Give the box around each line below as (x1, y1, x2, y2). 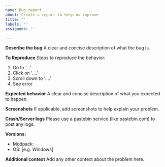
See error (12, 81, 33, 87)
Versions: (5, 131, 26, 137)
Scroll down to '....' (12, 75, 52, 81)
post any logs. (5, 121, 35, 127)
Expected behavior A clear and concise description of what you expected (5, 91, 160, 97)
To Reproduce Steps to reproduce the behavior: (5, 54, 106, 61)
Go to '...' (12, 65, 31, 71)
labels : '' (5, 21, 28, 27)
